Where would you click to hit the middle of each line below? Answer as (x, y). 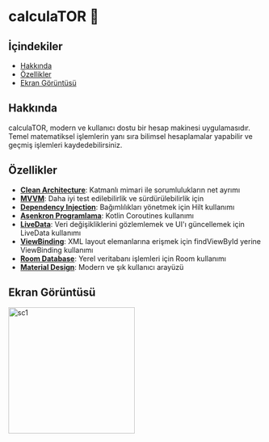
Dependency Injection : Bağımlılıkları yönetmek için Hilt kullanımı (127, 207)
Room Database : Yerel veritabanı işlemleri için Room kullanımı (123, 259)
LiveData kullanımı (50, 233)
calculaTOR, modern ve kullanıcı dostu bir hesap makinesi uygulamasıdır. (129, 128)
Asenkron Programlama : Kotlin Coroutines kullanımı (107, 215)
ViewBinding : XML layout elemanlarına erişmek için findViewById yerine (140, 241)
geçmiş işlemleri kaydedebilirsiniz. (65, 145)
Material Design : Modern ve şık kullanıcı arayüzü (102, 267)
